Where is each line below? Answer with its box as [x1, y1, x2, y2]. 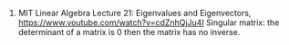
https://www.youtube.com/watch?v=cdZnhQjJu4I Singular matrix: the [17, 17, 280, 28]
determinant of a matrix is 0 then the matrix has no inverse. [17, 27, 241, 37]
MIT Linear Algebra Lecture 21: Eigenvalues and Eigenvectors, [17, 8, 252, 18]
